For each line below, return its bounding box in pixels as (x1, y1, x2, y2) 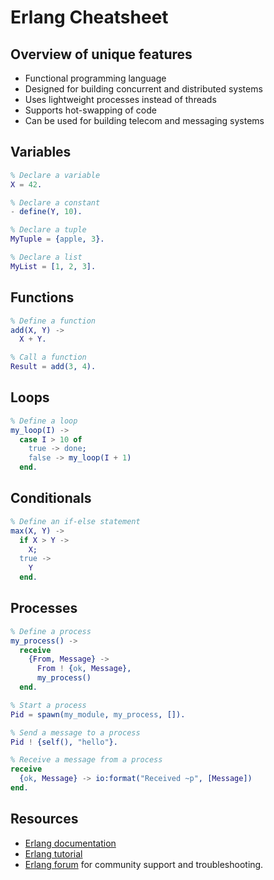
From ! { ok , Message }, (36, 664, 132, 674)
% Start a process (10, 700, 87, 710)
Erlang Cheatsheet (10, 6, 169, 29)
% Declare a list (10, 252, 83, 263)
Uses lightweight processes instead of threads (24, 94, 217, 105)
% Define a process (10, 626, 92, 636)
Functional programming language (24, 72, 167, 84)
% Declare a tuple (10, 225, 87, 235)
